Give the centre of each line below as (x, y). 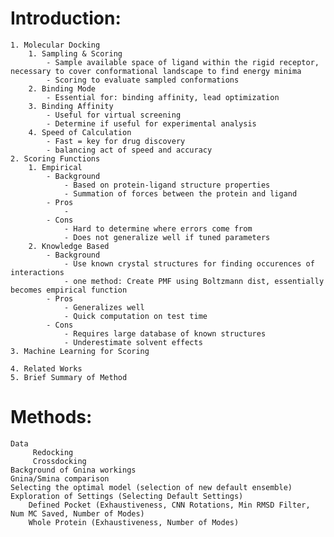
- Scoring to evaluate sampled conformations (143, 80)
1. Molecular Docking (55, 45)
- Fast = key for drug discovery (116, 141)
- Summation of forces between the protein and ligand (180, 193)
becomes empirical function (69, 290)
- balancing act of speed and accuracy (129, 150)
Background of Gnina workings (73, 470)
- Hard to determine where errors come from (158, 228)
